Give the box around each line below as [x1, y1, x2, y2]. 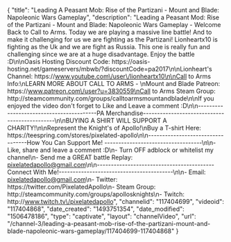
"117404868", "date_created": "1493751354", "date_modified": [7, 205, 185, 213]
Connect [7, 168, 32, 176]
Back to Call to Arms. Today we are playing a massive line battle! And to [7, 28, 212, 36]
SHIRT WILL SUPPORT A [96, 116, 168, 124]
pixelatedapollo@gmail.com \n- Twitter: [7, 175, 118, 183]
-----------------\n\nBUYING [7, 116, 89, 124]
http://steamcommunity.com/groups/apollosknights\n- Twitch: [7, 190, 185, 198]
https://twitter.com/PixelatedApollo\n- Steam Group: [7, 183, 156, 191]
